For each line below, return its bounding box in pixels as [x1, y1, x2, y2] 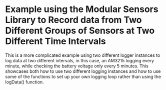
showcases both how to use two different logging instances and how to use [5, 68, 161, 74]
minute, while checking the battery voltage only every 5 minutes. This [5, 63, 148, 69]
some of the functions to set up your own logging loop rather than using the [5, 73, 161, 79]
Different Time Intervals [5, 36, 106, 47]
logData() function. [5, 79, 44, 85]
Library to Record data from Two [5, 14, 142, 26]
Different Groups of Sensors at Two [5, 25, 155, 36]
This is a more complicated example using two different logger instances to [5, 52, 160, 58]
